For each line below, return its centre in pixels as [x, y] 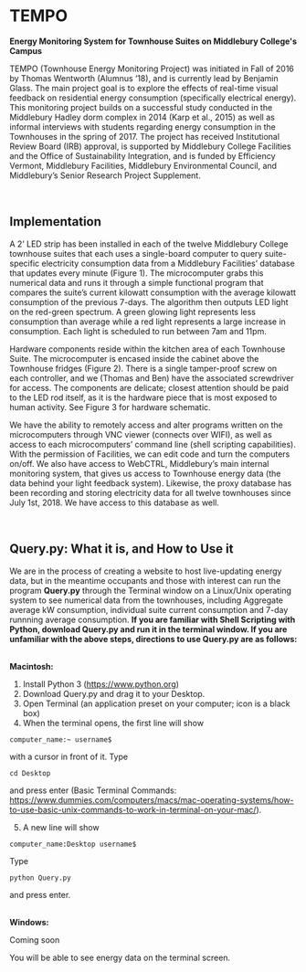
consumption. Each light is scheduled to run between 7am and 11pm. [138, 331]
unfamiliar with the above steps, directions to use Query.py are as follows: [153, 639]
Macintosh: [32, 666]
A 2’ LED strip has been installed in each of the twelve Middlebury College [149, 244]
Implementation [56, 222]
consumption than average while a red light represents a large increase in [148, 322]
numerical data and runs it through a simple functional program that [137, 282]
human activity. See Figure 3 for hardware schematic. [111, 407]
